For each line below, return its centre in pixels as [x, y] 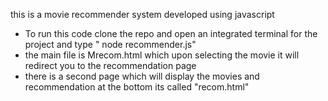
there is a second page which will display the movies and [142, 76]
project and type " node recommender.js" [110, 44]
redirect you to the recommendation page [110, 65]
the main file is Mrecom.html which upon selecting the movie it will [162, 55]
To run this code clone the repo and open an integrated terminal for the [171, 33]
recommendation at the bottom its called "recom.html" [137, 87]
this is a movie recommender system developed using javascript [142, 14]
